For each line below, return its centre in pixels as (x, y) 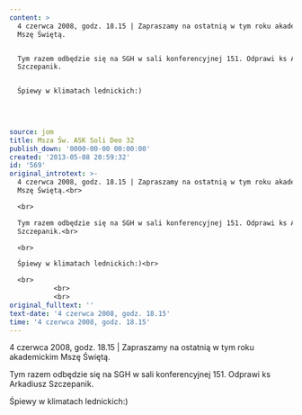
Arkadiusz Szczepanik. (52, 384)
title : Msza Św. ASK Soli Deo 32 (72, 140)
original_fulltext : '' (52, 305)
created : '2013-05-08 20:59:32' (70, 157)
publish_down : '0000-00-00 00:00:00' (80, 149)
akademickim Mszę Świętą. (60, 357)
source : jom (31, 131)
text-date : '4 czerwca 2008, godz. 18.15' (90, 313)
